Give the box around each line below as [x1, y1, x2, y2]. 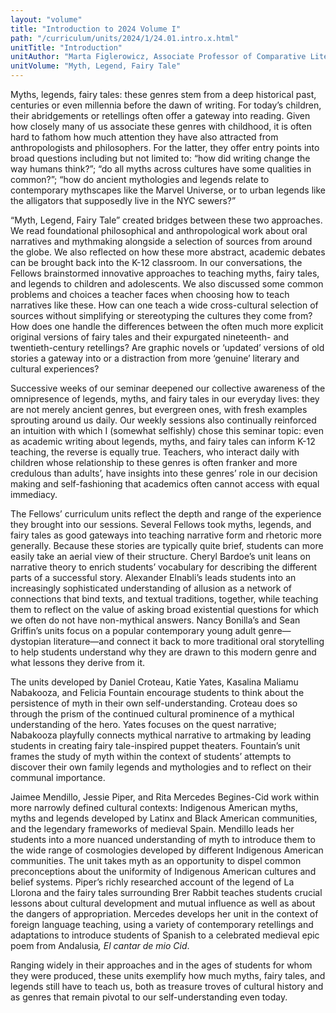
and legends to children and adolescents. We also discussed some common [10, 278, 324, 290]
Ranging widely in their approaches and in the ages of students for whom [10, 959, 313, 971]
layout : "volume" [10, 14, 83, 25]
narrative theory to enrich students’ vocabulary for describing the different [10, 561, 317, 573]
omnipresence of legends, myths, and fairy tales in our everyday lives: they [10, 393, 320, 405]
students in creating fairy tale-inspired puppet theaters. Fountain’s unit [10, 740, 301, 751]
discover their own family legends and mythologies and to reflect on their [10, 761, 312, 773]
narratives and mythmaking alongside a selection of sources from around [10, 236, 313, 247]
